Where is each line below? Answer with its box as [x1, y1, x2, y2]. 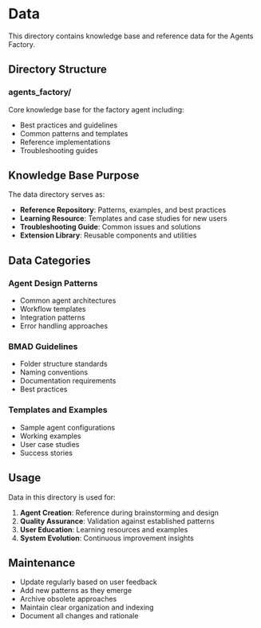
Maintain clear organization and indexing [19, 602, 154, 612]
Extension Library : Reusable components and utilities [19, 230, 197, 240]
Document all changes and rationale [19, 611, 139, 621]
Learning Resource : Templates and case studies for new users [19, 214, 227, 223]
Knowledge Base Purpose [8, 169, 140, 183]
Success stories [19, 448, 73, 457]
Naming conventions [19, 367, 89, 377]
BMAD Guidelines [8, 341, 78, 352]
